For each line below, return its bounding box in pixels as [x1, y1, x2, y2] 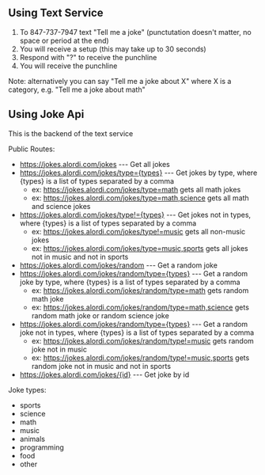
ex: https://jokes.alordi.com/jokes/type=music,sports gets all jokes [31, 243, 248, 253]
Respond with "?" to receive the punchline [19, 52, 157, 62]
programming [19, 443, 65, 452]
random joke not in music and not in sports [31, 361, 172, 370]
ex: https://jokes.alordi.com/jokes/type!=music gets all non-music [31, 226, 246, 236]
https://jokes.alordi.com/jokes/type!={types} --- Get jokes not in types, [19, 210, 252, 219]
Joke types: [8, 385, 47, 394]
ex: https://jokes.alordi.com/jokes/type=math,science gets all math [31, 193, 249, 203]
